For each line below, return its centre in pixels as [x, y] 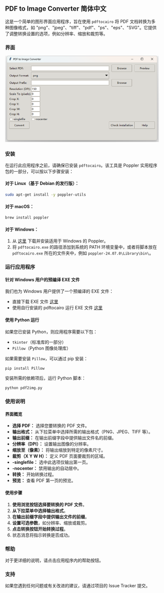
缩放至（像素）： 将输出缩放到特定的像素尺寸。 [59, 450]
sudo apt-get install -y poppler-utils [46, 195]
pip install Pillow [25, 368]
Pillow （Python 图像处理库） [41, 348]
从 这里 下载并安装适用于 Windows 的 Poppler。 [60, 241]
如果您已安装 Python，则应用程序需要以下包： [51, 332]
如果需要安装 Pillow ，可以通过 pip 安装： [47, 358]
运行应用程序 [20, 267]
